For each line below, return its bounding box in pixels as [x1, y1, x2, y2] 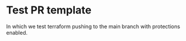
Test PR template [6, 4, 92, 17]
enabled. [6, 29, 28, 36]
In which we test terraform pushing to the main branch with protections [6, 23, 180, 30]
